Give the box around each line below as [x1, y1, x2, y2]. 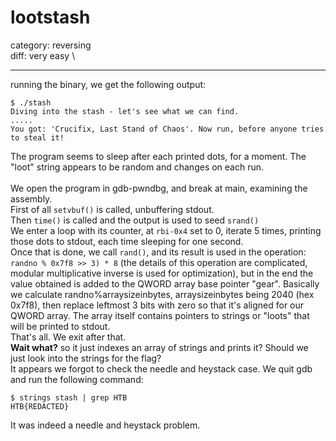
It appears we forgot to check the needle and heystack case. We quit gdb [10, 362, 313, 375]
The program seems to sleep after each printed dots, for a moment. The [10, 150, 307, 162]
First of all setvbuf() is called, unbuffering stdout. [10, 203, 215, 215]
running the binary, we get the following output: [10, 78, 207, 90]
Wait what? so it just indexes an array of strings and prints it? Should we [10, 341, 309, 353]
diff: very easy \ [10, 49, 76, 61]
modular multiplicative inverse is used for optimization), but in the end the [10, 267, 314, 279]
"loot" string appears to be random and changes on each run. [10, 161, 265, 173]
